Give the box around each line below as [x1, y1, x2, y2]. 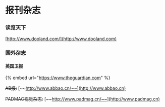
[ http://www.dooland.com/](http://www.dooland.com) [5, 36, 117, 42]
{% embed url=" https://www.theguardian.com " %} [5, 75, 111, 81]
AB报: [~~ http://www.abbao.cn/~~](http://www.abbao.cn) [5, 85, 126, 91]
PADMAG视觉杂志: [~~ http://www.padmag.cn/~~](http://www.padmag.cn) [5, 96, 160, 102]
